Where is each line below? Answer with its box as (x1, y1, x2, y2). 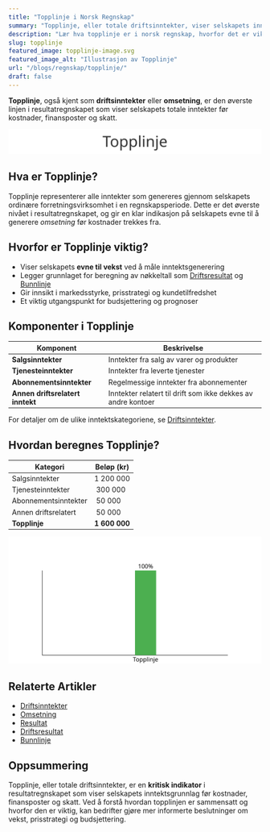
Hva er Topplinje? (8, 170, 98, 184)
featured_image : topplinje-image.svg (8, 47, 135, 56)
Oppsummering (8, 759, 89, 772)
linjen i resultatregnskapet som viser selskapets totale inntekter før (8, 104, 229, 114)
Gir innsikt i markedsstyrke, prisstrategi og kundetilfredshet (19, 287, 217, 297)
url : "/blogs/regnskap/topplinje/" (8, 64, 128, 73)
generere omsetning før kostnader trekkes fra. (8, 217, 162, 227)
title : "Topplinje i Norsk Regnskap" (8, 13, 135, 21)
